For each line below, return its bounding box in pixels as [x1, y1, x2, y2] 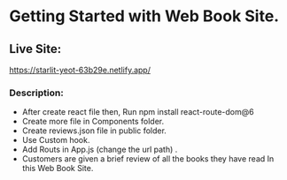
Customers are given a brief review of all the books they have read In [21, 154, 275, 164]
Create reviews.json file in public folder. [21, 125, 167, 136]
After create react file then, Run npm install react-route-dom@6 [21, 107, 254, 117]
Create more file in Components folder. [21, 116, 165, 127]
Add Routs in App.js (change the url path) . [21, 144, 178, 155]
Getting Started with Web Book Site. [9, 6, 280, 26]
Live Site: [9, 41, 62, 56]
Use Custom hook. [21, 135, 90, 146]
